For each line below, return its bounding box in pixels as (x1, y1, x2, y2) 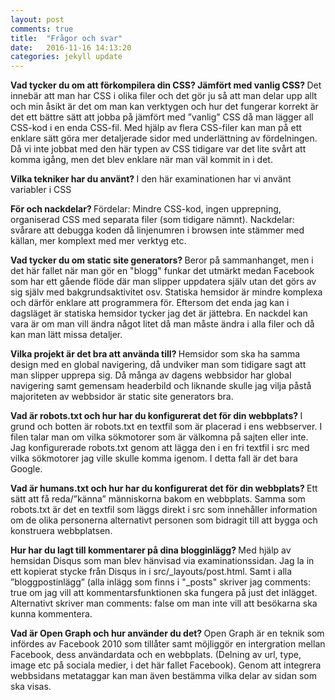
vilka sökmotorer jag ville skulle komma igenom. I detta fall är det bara (10, 452, 298, 465)
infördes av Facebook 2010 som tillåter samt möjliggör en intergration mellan (10, 638, 326, 650)
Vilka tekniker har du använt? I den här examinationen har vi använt (10, 173, 292, 185)
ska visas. (10, 681, 52, 693)
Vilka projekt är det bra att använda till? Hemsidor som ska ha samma (10, 348, 301, 360)
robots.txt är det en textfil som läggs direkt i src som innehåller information (10, 504, 318, 516)
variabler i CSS (10, 184, 72, 196)
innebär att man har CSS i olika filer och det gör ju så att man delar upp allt (10, 90, 318, 102)
